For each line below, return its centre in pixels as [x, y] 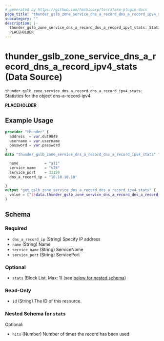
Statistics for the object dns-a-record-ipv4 [48, 96]
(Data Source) [34, 77]
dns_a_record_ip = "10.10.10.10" [43, 177]
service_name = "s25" [35, 168]
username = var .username [35, 141]
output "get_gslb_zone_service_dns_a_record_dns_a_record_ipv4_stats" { [81, 190]
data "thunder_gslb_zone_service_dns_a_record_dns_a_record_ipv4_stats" [81, 155]
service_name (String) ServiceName [48, 249]
